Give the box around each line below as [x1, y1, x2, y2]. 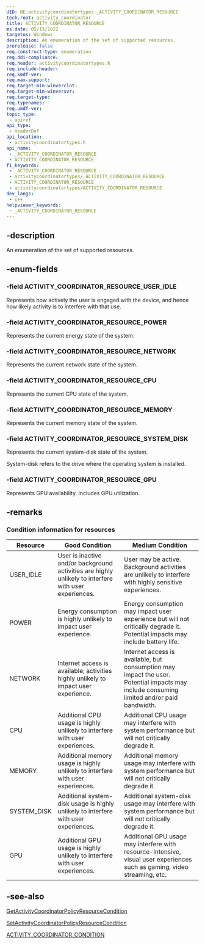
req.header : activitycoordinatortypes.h [6, 60, 111, 66]
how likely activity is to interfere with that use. [6, 303, 122, 310]
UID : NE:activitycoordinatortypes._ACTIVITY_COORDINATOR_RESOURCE [6, 9, 179, 15]
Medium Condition [132, 541, 188, 550]
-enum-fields [6, 264, 58, 275]
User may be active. [124, 555, 181, 564]
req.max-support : [6, 77, 51, 83]
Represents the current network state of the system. [6, 361, 138, 368]
